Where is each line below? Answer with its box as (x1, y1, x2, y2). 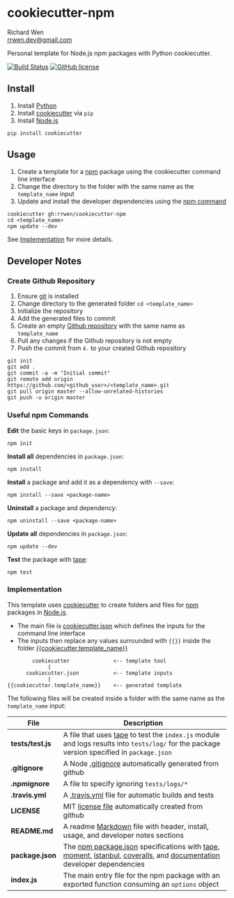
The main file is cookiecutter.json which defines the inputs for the (17, 621, 205, 630)
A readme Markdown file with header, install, (63, 821, 209, 831)
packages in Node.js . (7, 608, 68, 616)
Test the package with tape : (7, 555, 88, 563)
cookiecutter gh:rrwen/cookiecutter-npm (7, 210, 127, 217)
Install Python (17, 101, 57, 110)
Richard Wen (7, 28, 44, 36)
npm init (7, 440, 33, 447)
